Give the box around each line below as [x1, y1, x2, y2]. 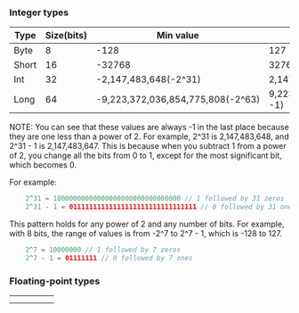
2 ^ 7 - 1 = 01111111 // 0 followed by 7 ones [25, 253, 193, 262]
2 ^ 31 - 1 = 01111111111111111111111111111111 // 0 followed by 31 [25, 202, 277, 211]
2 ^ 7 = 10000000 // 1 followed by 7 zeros [25, 245, 181, 255]
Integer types [9, 6, 69, 19]
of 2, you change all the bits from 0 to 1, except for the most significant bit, [9, 150, 282, 161]
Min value [157, 29, 200, 42]
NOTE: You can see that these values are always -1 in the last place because [9, 122, 289, 133]
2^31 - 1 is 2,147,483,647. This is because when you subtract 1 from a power [9, 141, 287, 152]
